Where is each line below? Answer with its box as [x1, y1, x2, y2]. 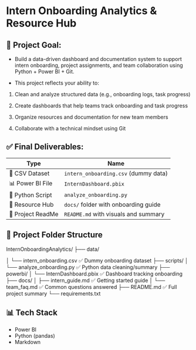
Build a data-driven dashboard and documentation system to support [14, 56, 182, 62]
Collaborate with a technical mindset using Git [14, 125, 126, 132]
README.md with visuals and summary [64, 210, 165, 218]
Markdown [14, 339, 41, 346]
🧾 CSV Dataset [9, 169, 50, 177]
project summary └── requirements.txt [6, 290, 101, 297]
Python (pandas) [14, 332, 56, 339]
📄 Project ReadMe [9, 210, 59, 218]
